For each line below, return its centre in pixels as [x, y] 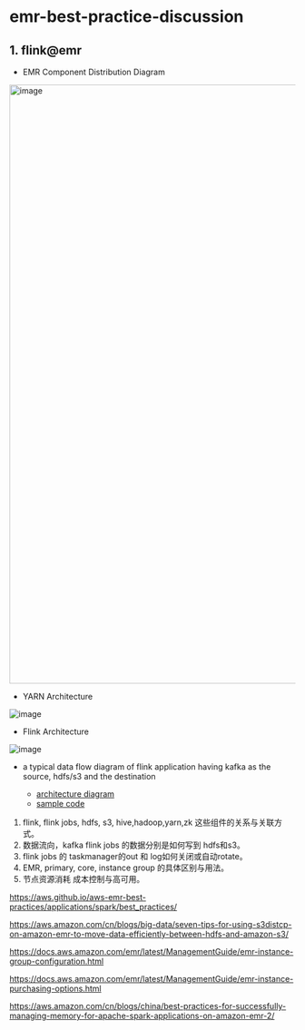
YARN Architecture [58, 696]
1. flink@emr [45, 50]
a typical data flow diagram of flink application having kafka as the [147, 767]
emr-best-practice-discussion [127, 17]
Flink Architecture [55, 731]
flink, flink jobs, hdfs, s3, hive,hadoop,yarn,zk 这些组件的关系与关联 [148, 822]
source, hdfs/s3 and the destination [89, 776]
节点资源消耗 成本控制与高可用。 [84, 879]
